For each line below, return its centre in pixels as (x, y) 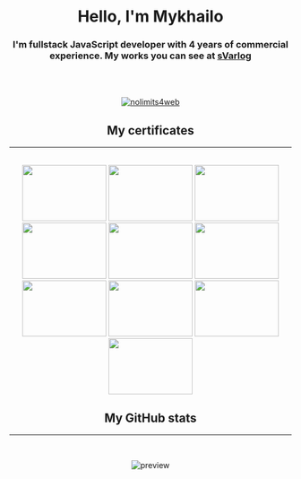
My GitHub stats (150, 418)
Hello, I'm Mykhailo (150, 17)
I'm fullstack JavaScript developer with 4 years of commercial (150, 45)
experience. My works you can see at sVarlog (150, 56)
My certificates (150, 131)
